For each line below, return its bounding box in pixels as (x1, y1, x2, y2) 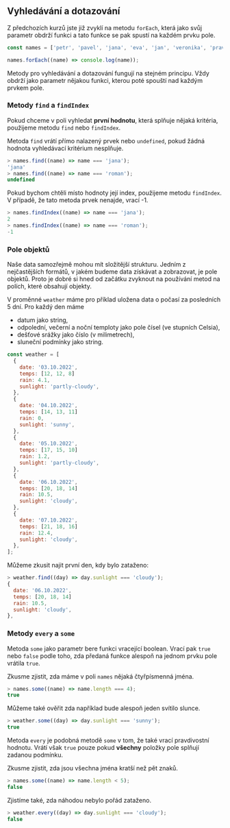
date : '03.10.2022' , (19, 363, 78, 371)
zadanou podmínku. (7, 751, 64, 759)
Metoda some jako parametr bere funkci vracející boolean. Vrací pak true (7, 644, 211, 653)
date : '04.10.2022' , (19, 402, 78, 409)
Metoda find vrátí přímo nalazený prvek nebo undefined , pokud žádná (7, 136, 205, 145)
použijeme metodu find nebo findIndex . (7, 123, 121, 132)
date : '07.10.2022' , (19, 517, 78, 524)
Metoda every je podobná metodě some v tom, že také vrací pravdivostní (7, 736, 209, 744)
